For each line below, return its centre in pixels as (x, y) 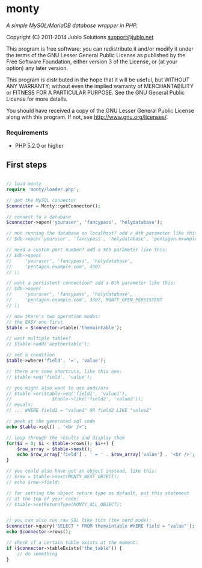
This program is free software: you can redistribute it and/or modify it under (100, 49)
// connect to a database (38, 217)
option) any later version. (37, 68)
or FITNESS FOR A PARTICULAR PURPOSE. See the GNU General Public (96, 92)
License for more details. (37, 99)
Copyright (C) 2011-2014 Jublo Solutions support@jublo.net (80, 37)
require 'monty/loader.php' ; (43, 189)
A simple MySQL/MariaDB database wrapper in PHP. (72, 25)
